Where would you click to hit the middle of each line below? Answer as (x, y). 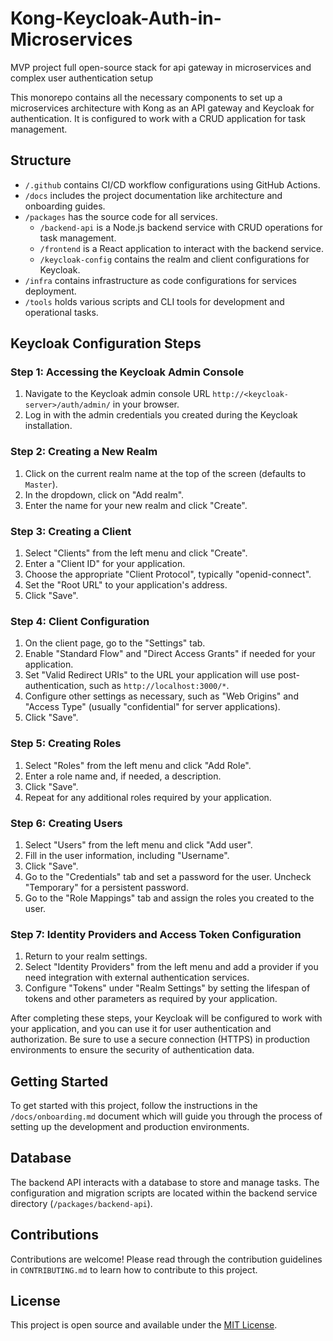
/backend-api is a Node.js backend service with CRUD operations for (181, 227)
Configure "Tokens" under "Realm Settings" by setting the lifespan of (167, 988)
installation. (48, 426)
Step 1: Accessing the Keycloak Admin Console (127, 372)
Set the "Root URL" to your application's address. (126, 585)
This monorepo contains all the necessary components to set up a (146, 97)
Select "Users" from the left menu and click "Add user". (138, 844)
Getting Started (59, 1081)
